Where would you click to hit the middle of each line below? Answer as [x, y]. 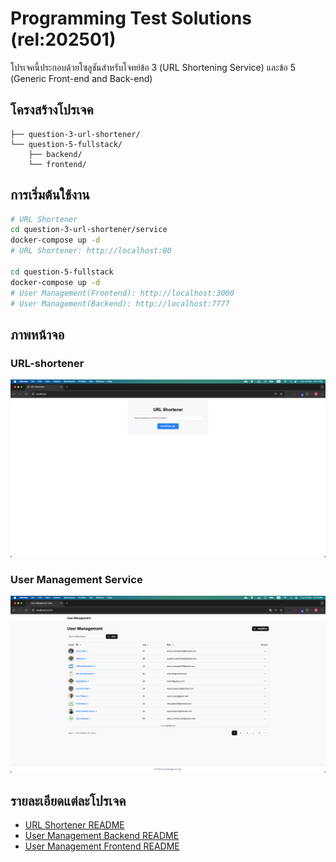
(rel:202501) [63, 39]
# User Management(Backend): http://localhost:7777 [120, 303]
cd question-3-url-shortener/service [89, 230]
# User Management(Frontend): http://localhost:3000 [122, 293]
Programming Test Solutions [131, 18]
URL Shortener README [74, 825]
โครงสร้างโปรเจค [52, 110]
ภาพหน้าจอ [37, 334]
